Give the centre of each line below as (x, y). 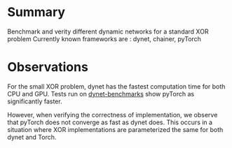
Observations (48, 67)
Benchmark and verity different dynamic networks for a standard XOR (108, 31)
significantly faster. (35, 101)
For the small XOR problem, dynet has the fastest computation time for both (116, 86)
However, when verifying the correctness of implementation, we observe (112, 114)
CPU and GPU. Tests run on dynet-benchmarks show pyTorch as (101, 94)
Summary (36, 12)
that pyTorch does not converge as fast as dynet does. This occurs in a (110, 122)
